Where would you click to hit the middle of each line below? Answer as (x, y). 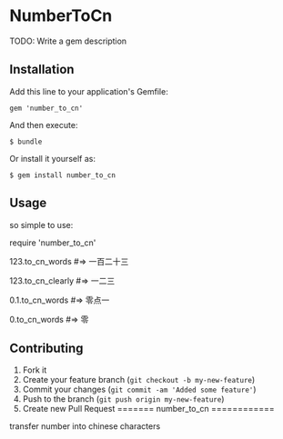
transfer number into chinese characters (85, 426)
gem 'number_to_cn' (46, 108)
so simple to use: (41, 224)
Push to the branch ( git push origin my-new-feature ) (123, 399)
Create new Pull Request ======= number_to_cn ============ (148, 409)
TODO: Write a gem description (68, 41)
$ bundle (26, 142)
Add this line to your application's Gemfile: (89, 91)
